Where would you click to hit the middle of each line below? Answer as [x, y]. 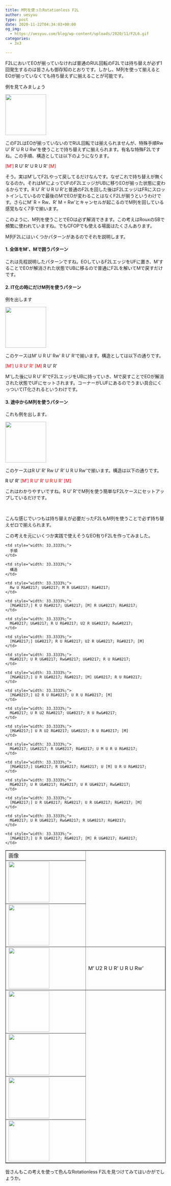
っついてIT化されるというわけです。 [43, 389]
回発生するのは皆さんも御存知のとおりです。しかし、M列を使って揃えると [83, 69]
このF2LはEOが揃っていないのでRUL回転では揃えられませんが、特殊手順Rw [84, 143]
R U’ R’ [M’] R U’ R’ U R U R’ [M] [38, 481]
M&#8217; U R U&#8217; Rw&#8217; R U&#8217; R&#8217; [68, 821]
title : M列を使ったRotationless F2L [42, 10]
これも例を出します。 [27, 414]
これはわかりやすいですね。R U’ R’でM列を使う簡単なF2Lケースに [74, 491]
